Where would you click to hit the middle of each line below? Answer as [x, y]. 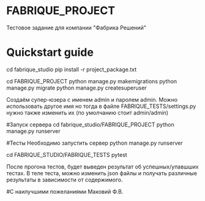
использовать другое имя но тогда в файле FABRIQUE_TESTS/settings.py [101, 106]
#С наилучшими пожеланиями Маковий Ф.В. [65, 191]
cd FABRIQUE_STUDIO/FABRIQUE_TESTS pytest [67, 154]
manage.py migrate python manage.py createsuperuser [76, 88]
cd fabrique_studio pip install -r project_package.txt [72, 69]
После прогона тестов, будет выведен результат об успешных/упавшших [102, 167]
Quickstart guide [50, 52]
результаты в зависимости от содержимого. [65, 180]
